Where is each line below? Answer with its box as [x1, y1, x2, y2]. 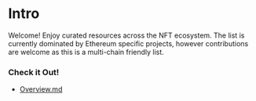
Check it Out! [8, 67, 60, 78]
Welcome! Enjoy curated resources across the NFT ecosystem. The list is [8, 31, 245, 40]
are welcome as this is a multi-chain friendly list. [8, 47, 165, 56]
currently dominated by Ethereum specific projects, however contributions [8, 38, 249, 48]
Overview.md [19, 85, 63, 94]
